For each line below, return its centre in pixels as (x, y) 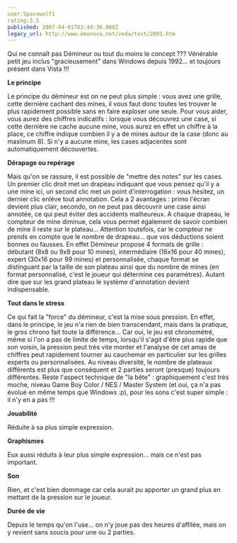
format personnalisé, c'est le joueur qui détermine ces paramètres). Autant (116, 274)
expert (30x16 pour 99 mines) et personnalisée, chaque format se (103, 259)
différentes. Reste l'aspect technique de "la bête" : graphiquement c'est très (118, 377)
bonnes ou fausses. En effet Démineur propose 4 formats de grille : (105, 245)
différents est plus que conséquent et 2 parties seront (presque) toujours (114, 370)
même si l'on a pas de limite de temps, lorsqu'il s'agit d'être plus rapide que (117, 340)
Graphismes (26, 441)
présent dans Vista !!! (38, 69)
